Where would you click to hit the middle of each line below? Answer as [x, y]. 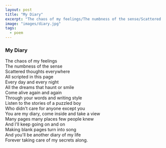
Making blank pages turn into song [41, 130]
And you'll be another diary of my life [43, 135]
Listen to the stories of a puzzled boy [43, 103]
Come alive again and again [34, 93]
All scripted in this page [29, 77]
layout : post [19, 10]
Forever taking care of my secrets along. [46, 140]
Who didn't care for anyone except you [45, 109]
